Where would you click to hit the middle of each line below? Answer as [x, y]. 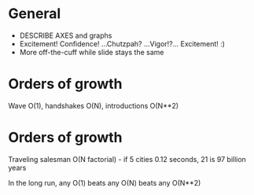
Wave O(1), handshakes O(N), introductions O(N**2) [94, 105]
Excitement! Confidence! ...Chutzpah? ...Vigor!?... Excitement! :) [122, 43]
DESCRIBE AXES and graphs [66, 35]
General [35, 14]
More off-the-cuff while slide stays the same [92, 52]
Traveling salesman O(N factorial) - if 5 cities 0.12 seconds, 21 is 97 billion [127, 159]
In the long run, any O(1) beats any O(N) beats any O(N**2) [105, 182]
